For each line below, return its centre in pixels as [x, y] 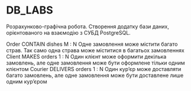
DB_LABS [30, 10]
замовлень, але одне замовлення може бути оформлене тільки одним [96, 63]
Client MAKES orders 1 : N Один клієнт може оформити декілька [86, 56]
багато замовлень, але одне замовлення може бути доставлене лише [95, 75]
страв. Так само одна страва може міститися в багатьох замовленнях [95, 50]
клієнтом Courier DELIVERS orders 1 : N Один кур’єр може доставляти [94, 69]
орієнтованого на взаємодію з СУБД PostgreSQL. [69, 32]
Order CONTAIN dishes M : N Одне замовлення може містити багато [92, 44]
